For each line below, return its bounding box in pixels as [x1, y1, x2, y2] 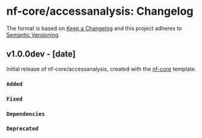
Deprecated [6, 125, 39, 132]
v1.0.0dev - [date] [6, 49, 76, 59]
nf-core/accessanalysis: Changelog [6, 4, 194, 18]
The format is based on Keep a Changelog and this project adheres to [6, 25, 182, 32]
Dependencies [6, 110, 45, 117]
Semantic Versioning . [6, 31, 60, 38]
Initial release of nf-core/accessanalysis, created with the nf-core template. [6, 65, 197, 72]
